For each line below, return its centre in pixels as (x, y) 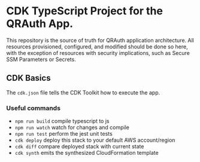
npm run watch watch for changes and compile (72, 127)
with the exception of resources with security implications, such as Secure (98, 53)
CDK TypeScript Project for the (85, 11)
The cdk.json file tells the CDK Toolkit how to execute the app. (83, 92)
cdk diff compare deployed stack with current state (79, 146)
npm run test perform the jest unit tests (63, 134)
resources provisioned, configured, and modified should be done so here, (97, 47)
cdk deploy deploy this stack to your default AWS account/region (95, 140)
